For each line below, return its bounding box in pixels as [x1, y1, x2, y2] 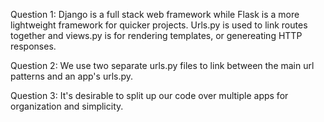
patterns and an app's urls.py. [10, 70, 134, 82]
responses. [10, 40, 57, 52]
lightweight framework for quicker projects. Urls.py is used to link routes [10, 19, 308, 31]
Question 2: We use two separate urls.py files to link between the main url [10, 60, 315, 71]
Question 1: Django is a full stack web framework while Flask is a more [10, 9, 300, 20]
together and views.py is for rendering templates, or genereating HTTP [10, 30, 303, 41]
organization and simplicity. [10, 100, 124, 112]
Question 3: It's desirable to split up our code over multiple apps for [10, 90, 289, 101]
